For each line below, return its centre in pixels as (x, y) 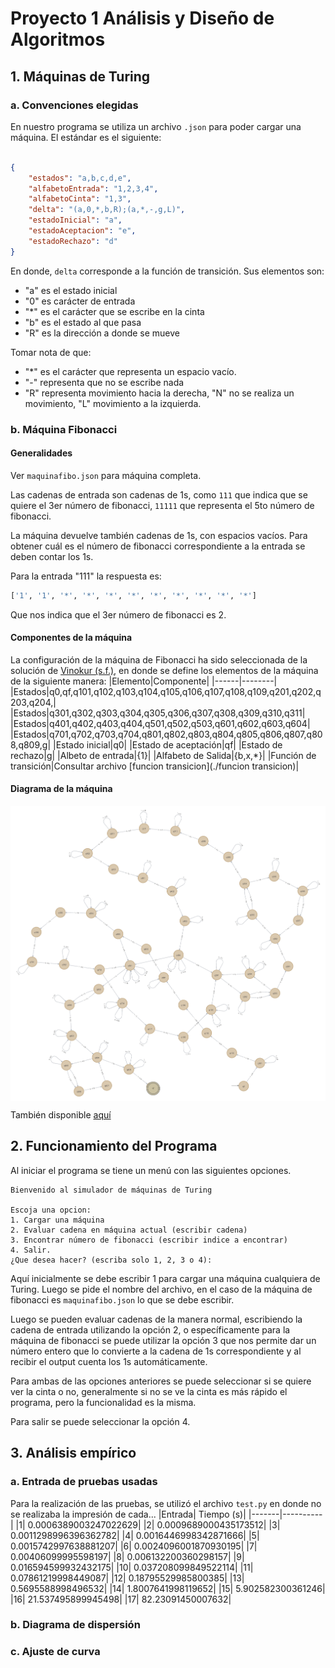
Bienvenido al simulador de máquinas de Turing (111, 1190)
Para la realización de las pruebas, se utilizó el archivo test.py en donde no (166, 1503)
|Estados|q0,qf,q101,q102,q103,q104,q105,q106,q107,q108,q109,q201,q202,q (166, 691)
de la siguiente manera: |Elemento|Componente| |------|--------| (144, 681)
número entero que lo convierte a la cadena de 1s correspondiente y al (156, 1351)
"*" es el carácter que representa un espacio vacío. (130, 371)
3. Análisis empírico (73, 1453)
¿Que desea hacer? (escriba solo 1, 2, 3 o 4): (111, 1260)
